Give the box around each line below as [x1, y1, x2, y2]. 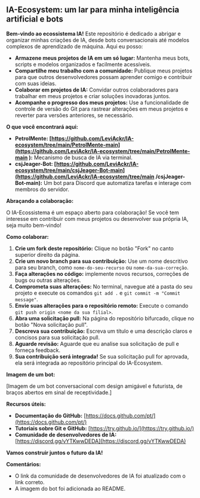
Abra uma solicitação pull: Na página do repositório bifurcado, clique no [14, 314, 195, 322]
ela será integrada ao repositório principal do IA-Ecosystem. [14, 359, 163, 366]
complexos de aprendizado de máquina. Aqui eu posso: [6, 42, 143, 50]
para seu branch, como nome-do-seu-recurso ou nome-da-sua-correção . [14, 263, 189, 271]
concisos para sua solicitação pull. [14, 333, 100, 341]
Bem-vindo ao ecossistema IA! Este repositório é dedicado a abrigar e [6, 30, 181, 37]
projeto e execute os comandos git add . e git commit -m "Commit [14, 289, 181, 296]
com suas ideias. [14, 80, 57, 87]
